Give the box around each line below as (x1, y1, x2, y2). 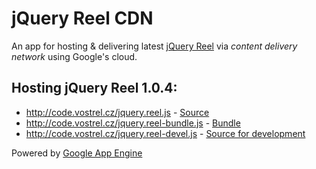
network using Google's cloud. (11, 50, 138, 62)
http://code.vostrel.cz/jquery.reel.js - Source (25, 106, 210, 118)
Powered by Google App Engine (11, 147, 143, 159)
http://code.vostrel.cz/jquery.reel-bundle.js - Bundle (25, 117, 241, 129)
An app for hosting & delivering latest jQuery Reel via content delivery (11, 40, 298, 52)
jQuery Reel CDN (11, 7, 154, 30)
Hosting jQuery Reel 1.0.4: (11, 80, 178, 97)
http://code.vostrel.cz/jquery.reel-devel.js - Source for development (25, 127, 306, 139)
